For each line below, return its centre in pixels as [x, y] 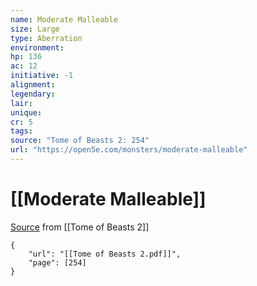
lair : [21, 103]
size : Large [35, 29]
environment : [37, 47]
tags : [21, 131]
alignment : [33, 85]
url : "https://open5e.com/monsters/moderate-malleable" [129, 150]
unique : [26, 112]
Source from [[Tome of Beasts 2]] [80, 227]
